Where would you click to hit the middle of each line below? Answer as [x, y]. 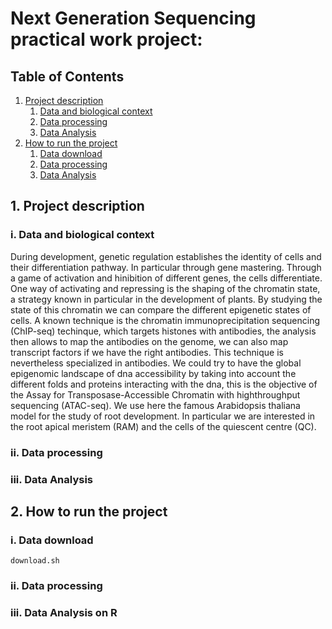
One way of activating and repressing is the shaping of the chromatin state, [165, 288]
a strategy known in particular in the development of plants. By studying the [166, 299]
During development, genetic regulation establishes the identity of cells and [166, 256]
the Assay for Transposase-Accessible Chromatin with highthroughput [155, 394]
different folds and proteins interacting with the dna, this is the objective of [164, 384]
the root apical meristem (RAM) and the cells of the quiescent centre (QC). [163, 426]
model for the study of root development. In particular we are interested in [163, 416]
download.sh [35, 561]
